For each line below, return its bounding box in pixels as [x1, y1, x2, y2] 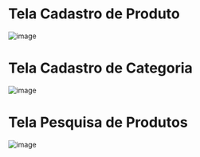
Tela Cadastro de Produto [8, 5, 181, 23]
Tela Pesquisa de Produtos [8, 113, 189, 131]
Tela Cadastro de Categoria [8, 59, 193, 77]
